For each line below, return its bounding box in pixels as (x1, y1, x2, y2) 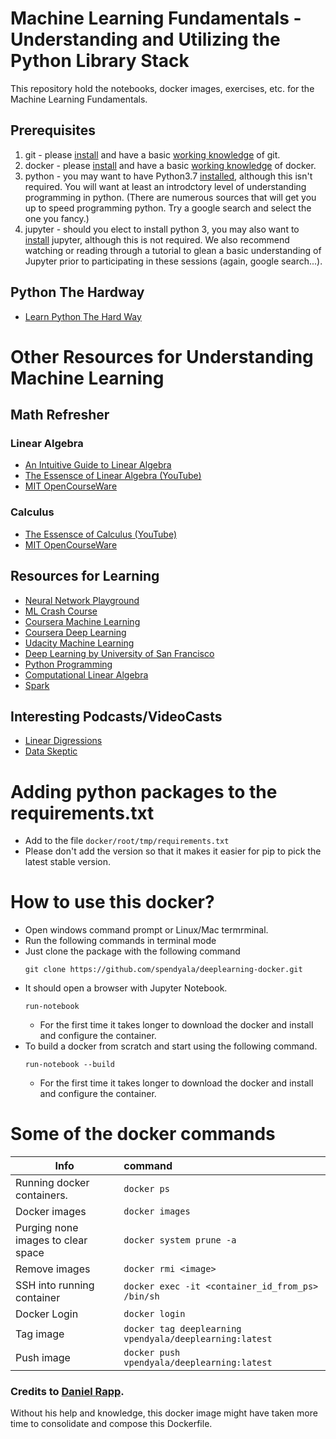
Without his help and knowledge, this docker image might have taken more (10, 1407, 318, 1419)
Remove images (15, 1262, 91, 1276)
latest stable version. (24, 856, 112, 868)
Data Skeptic (24, 745, 78, 757)
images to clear (15, 1233, 88, 1247)
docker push (123, 1347, 181, 1359)
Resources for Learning (10, 568, 160, 585)
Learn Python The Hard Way (24, 310, 142, 322)
